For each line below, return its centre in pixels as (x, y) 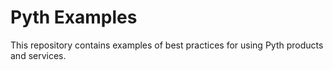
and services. (38, 55)
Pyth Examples (74, 17)
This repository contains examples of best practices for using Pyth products (167, 45)
